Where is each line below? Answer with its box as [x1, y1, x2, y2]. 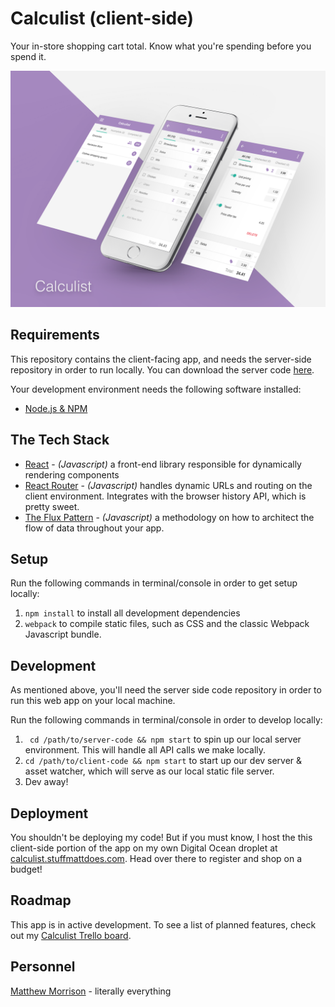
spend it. [10, 50, 47, 62]
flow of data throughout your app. [24, 522, 165, 534]
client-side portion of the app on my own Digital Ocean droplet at [10, 842, 278, 854]
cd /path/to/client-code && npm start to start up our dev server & [24, 755, 303, 767]
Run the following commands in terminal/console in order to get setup [10, 577, 298, 589]
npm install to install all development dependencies [24, 607, 241, 619]
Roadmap [10, 892, 72, 909]
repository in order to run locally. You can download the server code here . [10, 363, 315, 376]
